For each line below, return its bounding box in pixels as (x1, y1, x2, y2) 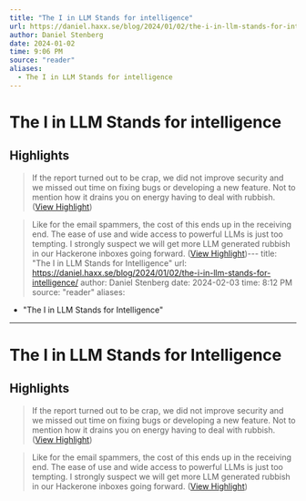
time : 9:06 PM (9, 47, 64, 56)
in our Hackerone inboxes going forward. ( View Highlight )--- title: (31, 248, 278, 259)
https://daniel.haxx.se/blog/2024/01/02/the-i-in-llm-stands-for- (31, 267, 271, 278)
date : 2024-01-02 (9, 38, 76, 48)
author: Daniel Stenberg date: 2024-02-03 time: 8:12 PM (80, 277, 293, 288)
